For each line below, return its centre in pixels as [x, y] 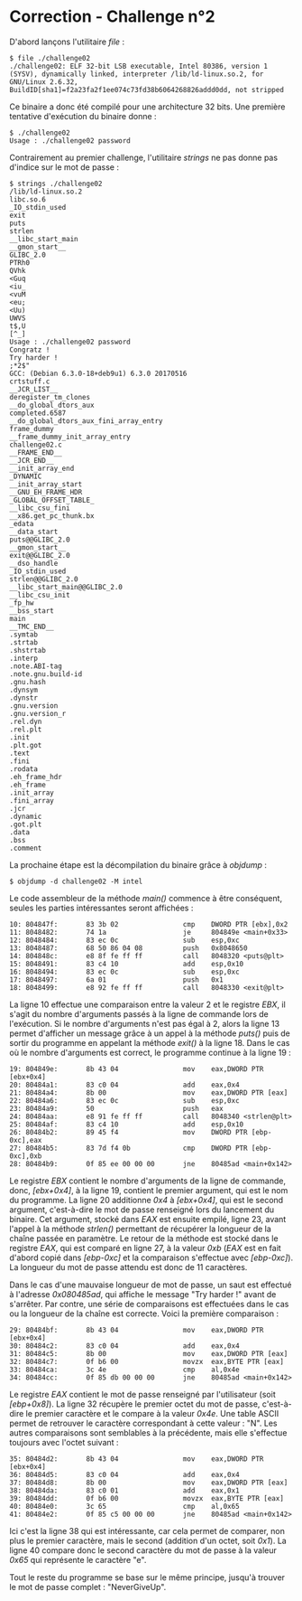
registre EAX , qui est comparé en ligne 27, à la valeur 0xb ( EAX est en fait [145, 1248]
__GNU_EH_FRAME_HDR [46, 492]
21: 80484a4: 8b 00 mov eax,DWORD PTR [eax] [149, 1092]
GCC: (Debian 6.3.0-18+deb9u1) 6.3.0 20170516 [98, 373]
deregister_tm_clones [50, 397]
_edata [22, 523]
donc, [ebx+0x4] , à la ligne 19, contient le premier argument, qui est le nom [149, 1190]
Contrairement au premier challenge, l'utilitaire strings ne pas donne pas [143, 157]
